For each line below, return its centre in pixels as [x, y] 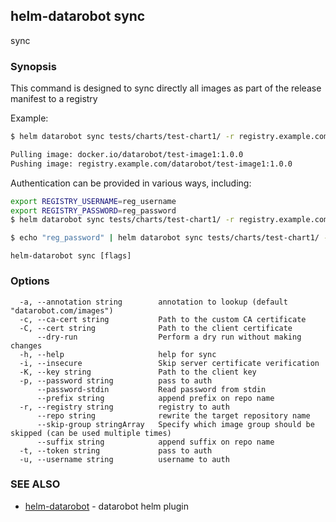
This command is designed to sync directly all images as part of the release [166, 88]
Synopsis [33, 66]
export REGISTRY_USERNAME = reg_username [93, 201]
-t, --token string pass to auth [116, 450]
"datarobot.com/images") [62, 310]
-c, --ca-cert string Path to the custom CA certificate [163, 319]
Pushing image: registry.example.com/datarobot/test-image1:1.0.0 [151, 164]
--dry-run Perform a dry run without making [169, 337]
